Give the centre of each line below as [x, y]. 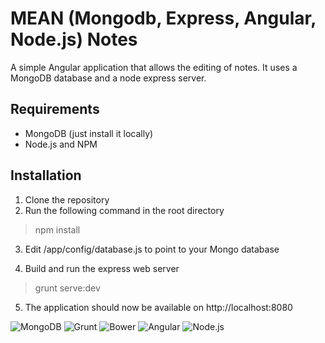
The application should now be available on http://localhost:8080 [158, 307]
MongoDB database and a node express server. [108, 78]
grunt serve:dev [67, 288]
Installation [46, 175]
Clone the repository [67, 199]
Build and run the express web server [102, 268]
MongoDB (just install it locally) [89, 133]
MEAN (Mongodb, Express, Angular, [163, 18]
